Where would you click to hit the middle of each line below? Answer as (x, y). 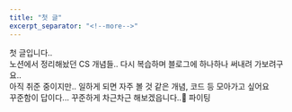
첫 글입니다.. (31, 52)
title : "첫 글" (36, 17)
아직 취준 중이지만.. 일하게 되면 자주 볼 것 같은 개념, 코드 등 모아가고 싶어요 (139, 86)
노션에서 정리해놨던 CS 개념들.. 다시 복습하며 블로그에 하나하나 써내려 (131, 64)
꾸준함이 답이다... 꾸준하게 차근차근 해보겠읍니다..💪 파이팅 (110, 97)
